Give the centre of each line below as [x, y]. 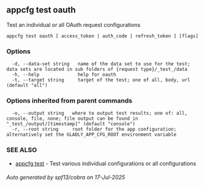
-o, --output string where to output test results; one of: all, [100, 113]
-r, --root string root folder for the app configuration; [94, 130]
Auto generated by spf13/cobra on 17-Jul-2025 [66, 177]
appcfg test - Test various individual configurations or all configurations [106, 163]
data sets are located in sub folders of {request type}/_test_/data [97, 70]
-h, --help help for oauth [64, 75]
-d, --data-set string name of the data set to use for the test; [101, 64]
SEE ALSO [22, 150]
